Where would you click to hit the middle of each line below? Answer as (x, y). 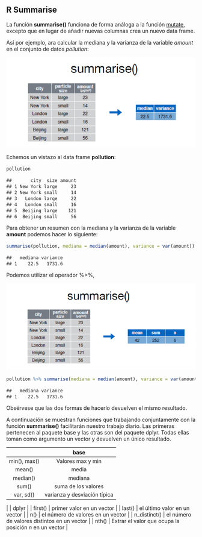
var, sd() (24, 495)
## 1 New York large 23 (41, 186)
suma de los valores (79, 486)
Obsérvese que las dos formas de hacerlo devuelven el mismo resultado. (97, 408)
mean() (24, 469)
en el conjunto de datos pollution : (47, 49)
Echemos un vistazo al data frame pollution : (61, 157)
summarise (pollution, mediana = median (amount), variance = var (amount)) (101, 246)
